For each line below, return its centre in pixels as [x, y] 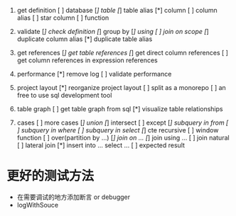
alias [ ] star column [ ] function [63, 18]
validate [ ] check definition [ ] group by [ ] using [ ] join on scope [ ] [113, 32]
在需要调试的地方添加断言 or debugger [74, 197]
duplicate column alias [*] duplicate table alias [85, 39]
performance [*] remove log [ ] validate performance [94, 74]
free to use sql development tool [64, 95]
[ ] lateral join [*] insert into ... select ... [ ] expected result [101, 145]
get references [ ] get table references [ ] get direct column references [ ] [123, 53]
